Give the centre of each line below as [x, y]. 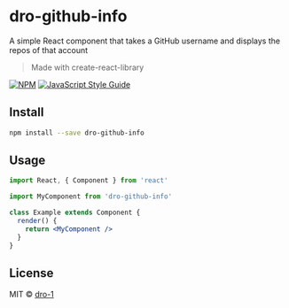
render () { [37, 221]
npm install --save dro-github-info [77, 133]
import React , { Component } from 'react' [89, 181]
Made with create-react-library [87, 67]
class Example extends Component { [75, 213]
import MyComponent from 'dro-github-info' [91, 196]
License [31, 273]
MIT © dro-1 [32, 295]
